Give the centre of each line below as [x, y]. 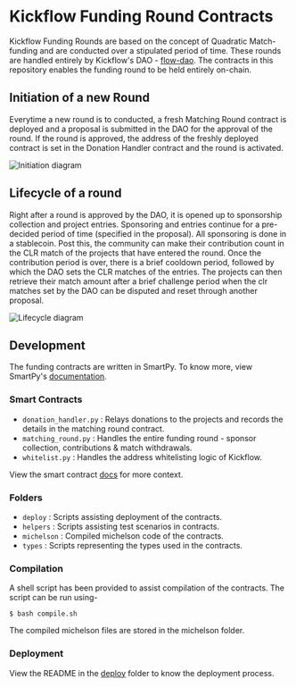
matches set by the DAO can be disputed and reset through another [134, 290]
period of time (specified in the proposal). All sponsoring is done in [164, 233]
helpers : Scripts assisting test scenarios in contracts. [121, 526]
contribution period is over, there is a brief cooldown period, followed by [142, 262]
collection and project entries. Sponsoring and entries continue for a [135, 224]
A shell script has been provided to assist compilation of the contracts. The [147, 588]
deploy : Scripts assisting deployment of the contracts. [122, 516]
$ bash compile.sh [43, 614]
